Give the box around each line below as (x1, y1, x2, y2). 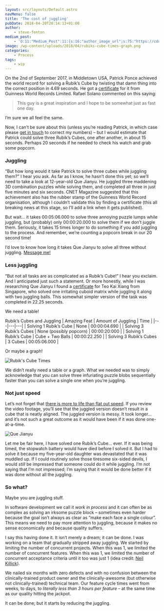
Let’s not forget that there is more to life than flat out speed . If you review (5, 401, 152, 407)
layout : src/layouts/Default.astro (5, 7, 78, 12)
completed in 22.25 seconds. (5, 299, 64, 305)
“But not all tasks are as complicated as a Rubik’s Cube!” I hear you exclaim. (5, 273, 158, 279)
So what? (5, 483, 28, 490)
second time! (5, 235, 32, 241)
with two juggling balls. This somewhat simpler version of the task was (5, 294, 147, 300)
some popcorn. (5, 145, 36, 151)
